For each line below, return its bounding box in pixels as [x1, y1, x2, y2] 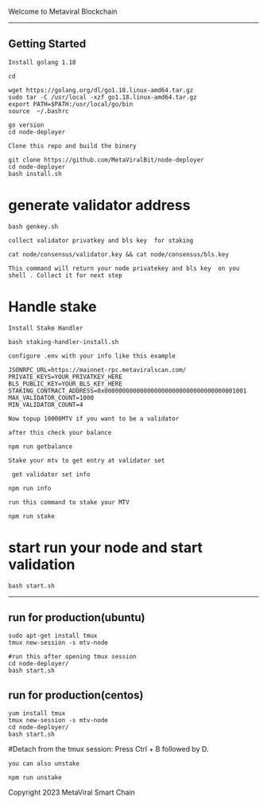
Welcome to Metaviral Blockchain [8, 7, 118, 16]
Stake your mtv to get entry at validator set [8, 456, 165, 464]
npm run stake [8, 512, 56, 520]
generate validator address [8, 197, 191, 214]
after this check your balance [8, 428, 112, 436]
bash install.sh [8, 170, 62, 178]
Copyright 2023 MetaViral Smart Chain [8, 787, 135, 797]
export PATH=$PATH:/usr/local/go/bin [8, 100, 133, 108]
